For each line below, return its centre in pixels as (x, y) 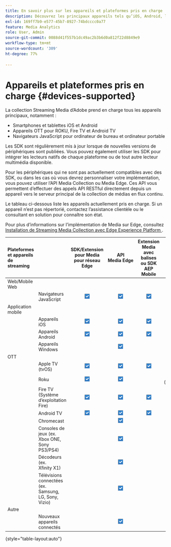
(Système (48, 395)
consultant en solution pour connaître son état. (54, 215)
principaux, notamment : (31, 115)
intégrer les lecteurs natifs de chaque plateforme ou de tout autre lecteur (82, 157)
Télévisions (50, 475)
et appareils (20, 255)
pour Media (87, 255)
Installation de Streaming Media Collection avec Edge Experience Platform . (84, 230)
